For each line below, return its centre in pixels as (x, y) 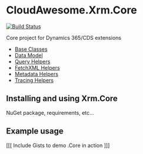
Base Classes (31, 49)
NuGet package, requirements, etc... (50, 112)
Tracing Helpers (34, 80)
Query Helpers (32, 61)
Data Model (29, 55)
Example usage (35, 131)
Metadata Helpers (36, 74)
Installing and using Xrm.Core (62, 99)
